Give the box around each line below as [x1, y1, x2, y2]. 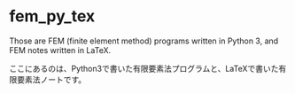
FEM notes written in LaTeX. [9, 44, 112, 55]
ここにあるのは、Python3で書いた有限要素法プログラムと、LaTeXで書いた [9, 63, 279, 74]
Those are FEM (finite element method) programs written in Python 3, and [9, 35, 279, 46]
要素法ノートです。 [16, 74, 87, 85]
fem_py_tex [9, 6, 96, 27]
